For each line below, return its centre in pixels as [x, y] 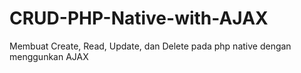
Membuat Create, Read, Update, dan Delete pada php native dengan [150, 46]
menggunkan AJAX [49, 56]
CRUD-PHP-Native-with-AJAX [139, 18]
